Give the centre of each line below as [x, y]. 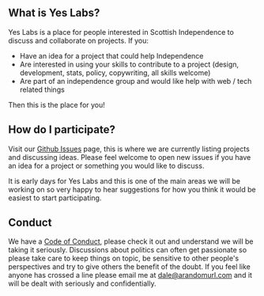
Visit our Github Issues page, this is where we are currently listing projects [129, 149]
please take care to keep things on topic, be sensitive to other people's [124, 258]
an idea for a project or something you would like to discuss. [106, 165]
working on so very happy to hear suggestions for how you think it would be [132, 189]
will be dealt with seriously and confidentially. [82, 283]
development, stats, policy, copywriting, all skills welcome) [115, 72]
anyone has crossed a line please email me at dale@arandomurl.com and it [130, 275]
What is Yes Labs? [54, 13]
